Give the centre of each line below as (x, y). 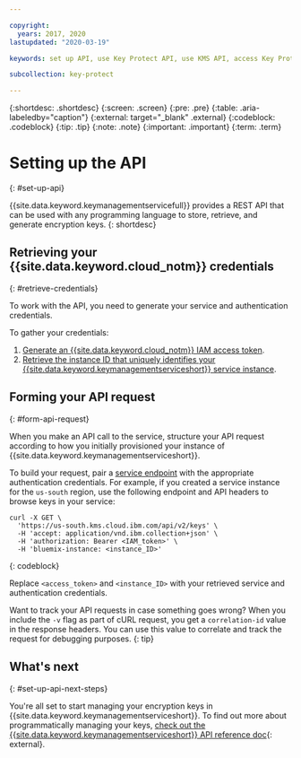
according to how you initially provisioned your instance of (117, 446)
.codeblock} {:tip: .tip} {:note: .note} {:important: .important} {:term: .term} (146, 127)
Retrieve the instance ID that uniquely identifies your (119, 359)
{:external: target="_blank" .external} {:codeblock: (183, 118)
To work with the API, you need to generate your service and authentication (149, 305)
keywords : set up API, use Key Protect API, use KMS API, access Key (142, 58)
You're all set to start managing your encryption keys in (111, 706)
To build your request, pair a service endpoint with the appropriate (132, 473)
